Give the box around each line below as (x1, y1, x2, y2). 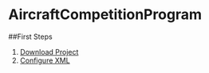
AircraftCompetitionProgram (8, 6, 202, 24)
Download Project (19, 47, 79, 56)
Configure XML (19, 56, 70, 65)
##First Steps (8, 32, 53, 41)
